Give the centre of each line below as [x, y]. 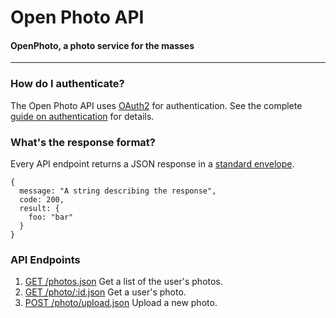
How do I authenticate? [67, 84]
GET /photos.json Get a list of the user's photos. [123, 282]
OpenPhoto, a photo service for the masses [102, 45]
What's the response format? [83, 142]
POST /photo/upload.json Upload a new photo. [121, 303]
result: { [39, 208]
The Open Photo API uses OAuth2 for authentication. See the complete [156, 105]
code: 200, [42, 199]
